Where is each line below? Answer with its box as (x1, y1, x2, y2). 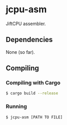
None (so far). (6, 49, 35, 55)
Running (6, 103, 27, 110)
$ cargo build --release (6, 91, 58, 96)
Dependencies (6, 35, 53, 44)
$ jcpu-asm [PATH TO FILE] (6, 114, 63, 120)
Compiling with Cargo (6, 79, 60, 87)
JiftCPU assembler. (6, 20, 46, 27)
